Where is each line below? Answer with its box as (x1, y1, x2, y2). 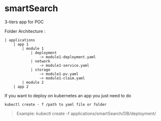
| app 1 (13, 42, 29, 46)
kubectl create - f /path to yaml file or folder (4, 102, 107, 107)
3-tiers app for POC (4, 19, 44, 25)
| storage (30, 67, 50, 72)
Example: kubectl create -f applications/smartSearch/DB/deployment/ (16, 110, 156, 116)
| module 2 (22, 80, 44, 85)
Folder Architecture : (4, 28, 46, 34)
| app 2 (13, 84, 29, 89)
